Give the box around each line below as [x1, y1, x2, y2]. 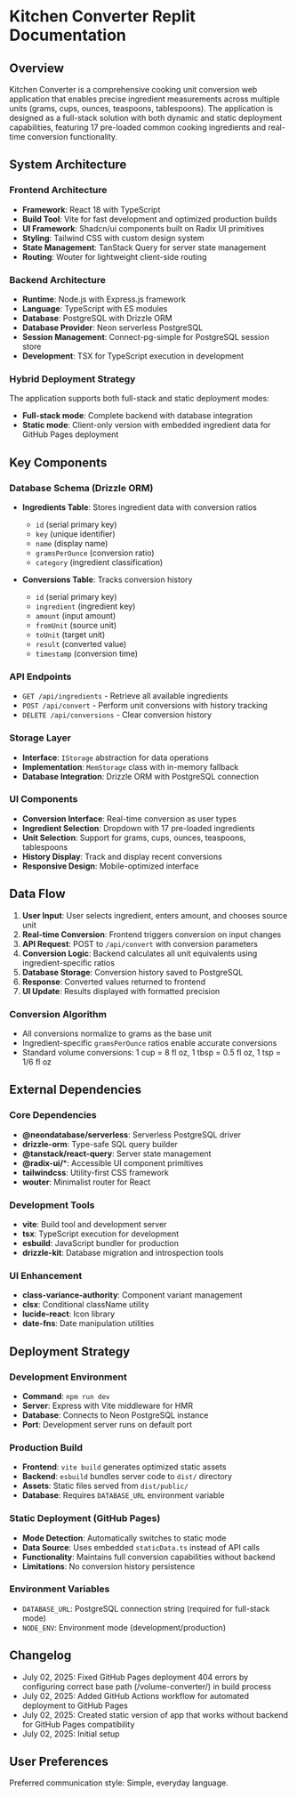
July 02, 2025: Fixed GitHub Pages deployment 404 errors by [21, 1672, 249, 1682]
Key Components [9, 455, 108, 470]
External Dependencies [9, 1082, 142, 1097]
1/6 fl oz [21, 1056, 52, 1067]
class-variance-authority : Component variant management [21, 1290, 243, 1300]
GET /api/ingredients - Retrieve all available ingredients [21, 691, 229, 701]
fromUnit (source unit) [35, 619, 117, 630]
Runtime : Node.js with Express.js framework [21, 294, 187, 304]
